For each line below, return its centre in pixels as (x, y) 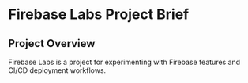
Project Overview (52, 43)
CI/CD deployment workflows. (57, 70)
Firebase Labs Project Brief (99, 14)
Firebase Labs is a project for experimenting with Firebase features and (124, 62)
